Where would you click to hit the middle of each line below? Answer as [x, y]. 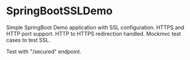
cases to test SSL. [28, 40]
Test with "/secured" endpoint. [44, 51]
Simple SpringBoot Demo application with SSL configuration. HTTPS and [95, 27]
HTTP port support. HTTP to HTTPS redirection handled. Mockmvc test [94, 33]
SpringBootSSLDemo [60, 11]
